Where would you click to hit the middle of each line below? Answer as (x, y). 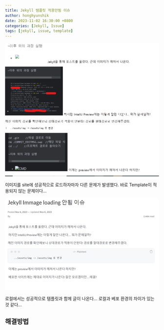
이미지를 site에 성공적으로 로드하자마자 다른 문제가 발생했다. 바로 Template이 (79, 185)
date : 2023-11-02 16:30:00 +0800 (39, 21)
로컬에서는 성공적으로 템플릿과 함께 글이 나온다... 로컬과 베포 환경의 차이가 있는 (80, 298)
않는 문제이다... (32, 190)
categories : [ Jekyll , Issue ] (35, 26)
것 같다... (13, 305)
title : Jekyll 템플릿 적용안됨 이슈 (38, 10)
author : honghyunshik (27, 15)
